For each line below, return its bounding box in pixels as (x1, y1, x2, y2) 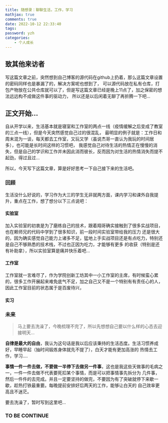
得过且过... (18, 155, 40, 161)
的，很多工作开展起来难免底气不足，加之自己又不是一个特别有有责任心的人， (5, 278, 163, 284)
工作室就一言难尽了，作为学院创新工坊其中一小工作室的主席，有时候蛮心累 (5, 272, 158, 278)
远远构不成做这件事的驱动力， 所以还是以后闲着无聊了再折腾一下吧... (9, 93, 151, 99)
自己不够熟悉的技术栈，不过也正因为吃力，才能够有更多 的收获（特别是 (9, 241, 155, 247)
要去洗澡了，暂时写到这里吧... (5, 399, 66, 405)
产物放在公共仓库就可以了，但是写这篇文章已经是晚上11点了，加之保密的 (9, 86, 158, 93)
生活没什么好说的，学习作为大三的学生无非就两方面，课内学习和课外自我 (5, 191, 154, 197)
